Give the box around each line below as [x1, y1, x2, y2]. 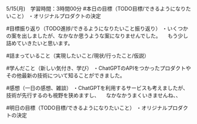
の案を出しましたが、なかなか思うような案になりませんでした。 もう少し [6, 32, 189, 39]
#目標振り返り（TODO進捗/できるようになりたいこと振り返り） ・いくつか [6, 25, 188, 32]
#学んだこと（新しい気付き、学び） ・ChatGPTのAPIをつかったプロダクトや [6, 65, 191, 72]
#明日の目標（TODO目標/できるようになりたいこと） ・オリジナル [6, 105, 167, 111]
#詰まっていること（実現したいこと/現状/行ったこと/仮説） [6, 52, 150, 59]
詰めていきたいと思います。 [6, 40, 73, 46]
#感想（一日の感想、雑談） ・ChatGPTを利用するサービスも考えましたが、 [6, 85, 188, 91]
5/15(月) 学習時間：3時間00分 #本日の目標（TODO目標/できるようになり [6, 5, 186, 12]
